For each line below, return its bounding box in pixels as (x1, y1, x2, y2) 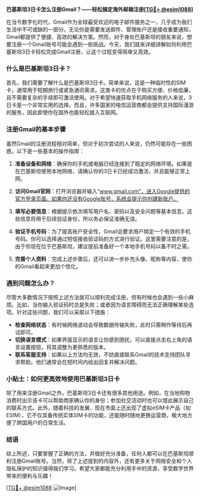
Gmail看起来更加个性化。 (20, 262, 82, 270)
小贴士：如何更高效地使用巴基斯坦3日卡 (6, 374, 120, 383)
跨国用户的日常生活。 (16, 419, 69, 426)
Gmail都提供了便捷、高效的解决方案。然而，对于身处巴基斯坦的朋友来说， (6, 33, 187, 40)
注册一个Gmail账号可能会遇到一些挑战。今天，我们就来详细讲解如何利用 (11, 41, 187, 48)
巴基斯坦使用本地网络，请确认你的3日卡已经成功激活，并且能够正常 (20, 167, 186, 174)
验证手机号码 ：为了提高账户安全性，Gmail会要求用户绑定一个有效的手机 (14, 227, 191, 235)
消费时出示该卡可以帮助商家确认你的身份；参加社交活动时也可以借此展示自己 (6, 397, 194, 404)
